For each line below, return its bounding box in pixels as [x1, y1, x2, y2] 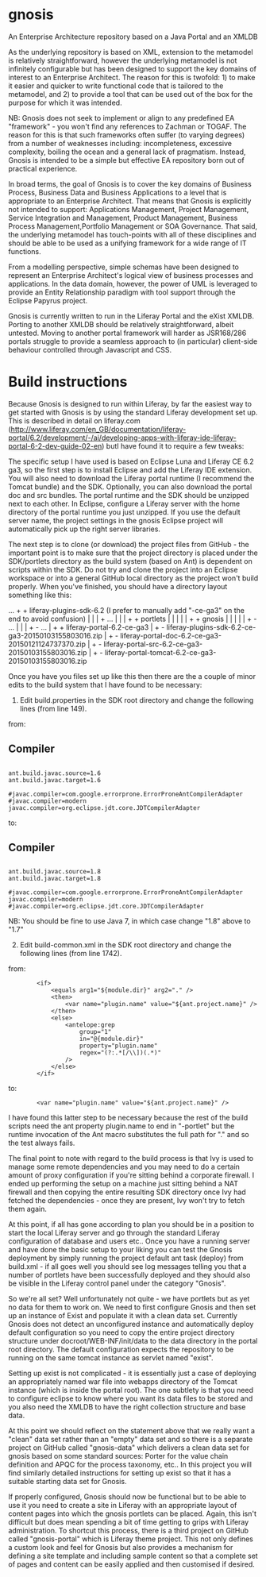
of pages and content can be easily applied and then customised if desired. [8, 1560, 256, 1569]
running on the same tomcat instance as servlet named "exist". [8, 1353, 214, 1363]
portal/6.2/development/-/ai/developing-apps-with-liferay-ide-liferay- [8, 433, 237, 442]
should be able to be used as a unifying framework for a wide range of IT [8, 238, 248, 248]
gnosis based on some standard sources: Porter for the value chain [8, 1452, 229, 1461]
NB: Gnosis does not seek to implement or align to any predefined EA [8, 113, 235, 122]
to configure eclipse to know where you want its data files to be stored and [8, 1394, 253, 1403]
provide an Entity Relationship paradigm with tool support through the [8, 287, 236, 297]
